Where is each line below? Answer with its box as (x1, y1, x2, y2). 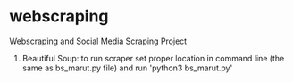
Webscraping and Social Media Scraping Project (9, 36, 188, 46)
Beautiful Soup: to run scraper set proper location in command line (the (21, 53, 285, 63)
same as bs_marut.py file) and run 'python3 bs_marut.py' (21, 62, 233, 73)
